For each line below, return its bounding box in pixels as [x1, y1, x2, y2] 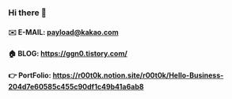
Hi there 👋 [8, 7, 48, 18]
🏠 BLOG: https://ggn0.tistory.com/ [8, 49, 128, 59]
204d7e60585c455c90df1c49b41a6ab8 [8, 82, 144, 91]
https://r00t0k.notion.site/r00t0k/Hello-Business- [52, 70, 224, 80]
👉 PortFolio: [8, 70, 51, 80]
